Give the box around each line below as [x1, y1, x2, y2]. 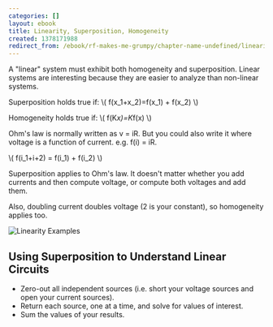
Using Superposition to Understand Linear [8, 249, 227, 264]
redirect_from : [8, 42, 60, 50]
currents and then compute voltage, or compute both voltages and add [8, 178, 246, 187]
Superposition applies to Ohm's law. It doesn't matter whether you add [8, 169, 245, 179]
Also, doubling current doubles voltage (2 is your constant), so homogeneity [8, 202, 264, 212]
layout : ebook [8, 19, 57, 28]
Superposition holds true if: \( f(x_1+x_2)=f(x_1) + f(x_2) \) [8, 97, 199, 107]
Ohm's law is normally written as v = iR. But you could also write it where [8, 129, 252, 139]
